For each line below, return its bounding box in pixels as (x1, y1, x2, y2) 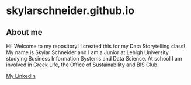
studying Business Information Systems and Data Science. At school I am (6, 55, 182, 62)
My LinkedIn (6, 73, 36, 79)
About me (6, 27, 43, 37)
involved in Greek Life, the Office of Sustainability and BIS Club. (6, 61, 159, 68)
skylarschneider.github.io (6, 4, 135, 17)
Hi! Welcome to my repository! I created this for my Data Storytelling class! (6, 42, 186, 49)
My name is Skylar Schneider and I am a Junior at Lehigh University (6, 49, 169, 56)
